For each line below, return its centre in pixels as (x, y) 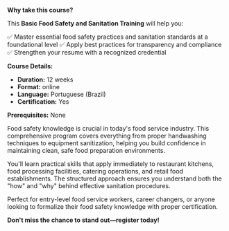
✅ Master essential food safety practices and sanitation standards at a (108, 37)
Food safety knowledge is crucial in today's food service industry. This (108, 128)
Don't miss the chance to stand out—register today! (83, 220)
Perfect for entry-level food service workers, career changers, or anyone (111, 199)
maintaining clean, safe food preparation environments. (86, 150)
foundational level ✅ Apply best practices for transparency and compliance (114, 45)
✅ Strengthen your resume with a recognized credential (87, 52)
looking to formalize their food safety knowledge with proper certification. (113, 206)
